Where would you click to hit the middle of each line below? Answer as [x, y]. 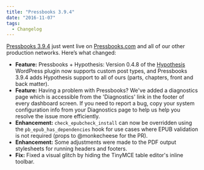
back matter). [32, 84]
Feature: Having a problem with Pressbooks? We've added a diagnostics [106, 90]
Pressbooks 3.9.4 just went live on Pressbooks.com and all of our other [96, 46]
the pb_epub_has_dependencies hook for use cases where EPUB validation [107, 129]
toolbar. [25, 161]
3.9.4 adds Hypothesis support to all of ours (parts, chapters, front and [104, 77]
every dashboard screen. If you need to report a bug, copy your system [105, 104]
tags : [13, 23]
